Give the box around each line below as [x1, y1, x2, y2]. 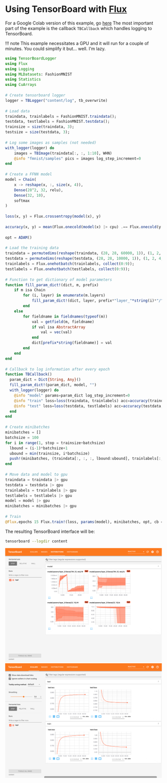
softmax [14, 198, 30, 203]
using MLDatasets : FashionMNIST [5, 71, 72, 77]
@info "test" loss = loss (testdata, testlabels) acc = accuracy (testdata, [14, 403, 164, 408]
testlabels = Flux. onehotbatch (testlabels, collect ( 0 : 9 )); [5, 266, 130, 272]
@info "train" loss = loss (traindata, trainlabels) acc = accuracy [14, 398, 148, 403]
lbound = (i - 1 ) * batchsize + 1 [9, 445, 68, 450]
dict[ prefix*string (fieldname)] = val [31, 341, 112, 346]
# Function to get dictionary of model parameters [5, 277, 112, 282]
